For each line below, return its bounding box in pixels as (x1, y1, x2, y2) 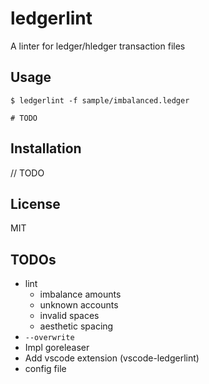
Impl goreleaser (24, 342, 90, 354)
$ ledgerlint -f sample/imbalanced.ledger (10, 95, 190, 106)
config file (24, 363, 67, 375)
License (10, 195, 61, 212)
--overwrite (24, 333, 75, 343)
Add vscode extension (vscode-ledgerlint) (24, 352, 200, 364)
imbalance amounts (39, 288, 122, 301)
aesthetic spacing (39, 320, 114, 332)
